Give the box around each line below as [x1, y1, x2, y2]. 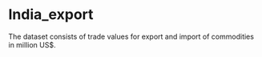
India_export [8, 6, 94, 24]
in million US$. [8, 40, 56, 49]
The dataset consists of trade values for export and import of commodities [8, 32, 255, 41]
